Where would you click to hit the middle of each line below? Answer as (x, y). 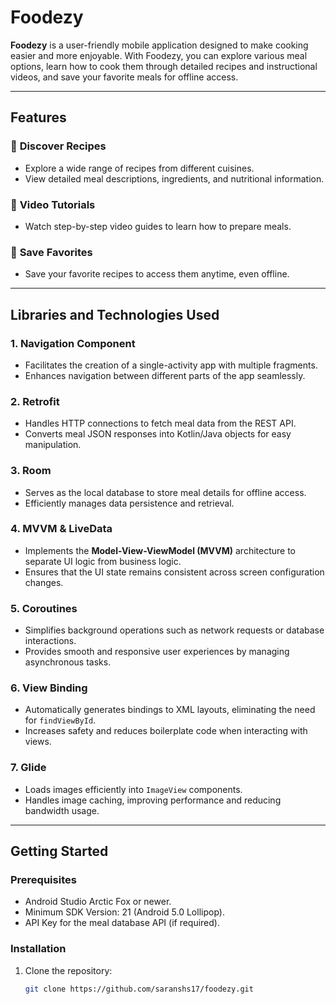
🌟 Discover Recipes (58, 146)
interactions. (50, 641)
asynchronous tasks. (68, 662)
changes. (44, 582)
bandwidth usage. (62, 810)
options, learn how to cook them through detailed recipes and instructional (164, 66)
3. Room (31, 471)
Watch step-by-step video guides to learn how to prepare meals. (158, 226)
